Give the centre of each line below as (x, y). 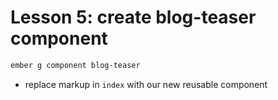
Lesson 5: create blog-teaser (133, 17)
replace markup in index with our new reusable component (146, 84)
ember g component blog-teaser (75, 65)
